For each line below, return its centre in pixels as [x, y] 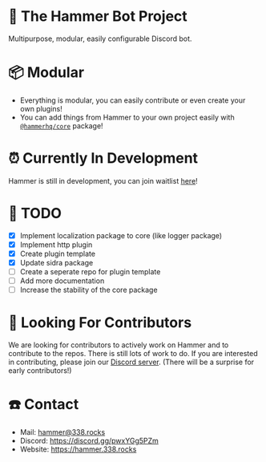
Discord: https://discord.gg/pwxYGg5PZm [89, 441]
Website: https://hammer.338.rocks [78, 449]
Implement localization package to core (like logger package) [121, 235]
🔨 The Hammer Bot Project [98, 16]
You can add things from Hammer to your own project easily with [127, 117]
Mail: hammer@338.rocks [62, 432]
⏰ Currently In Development [103, 158]
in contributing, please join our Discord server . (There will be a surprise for [131, 362]
